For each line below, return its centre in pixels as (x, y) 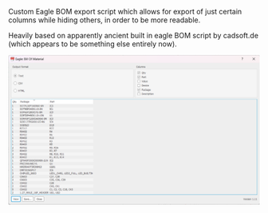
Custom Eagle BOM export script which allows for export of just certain (125, 12)
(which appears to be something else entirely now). (93, 44)
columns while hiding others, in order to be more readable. (104, 20)
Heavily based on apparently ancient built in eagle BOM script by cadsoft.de (134, 35)
